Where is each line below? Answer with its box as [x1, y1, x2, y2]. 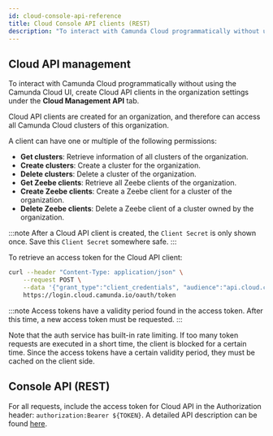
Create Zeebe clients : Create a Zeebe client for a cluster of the [19, 186, 232, 196]
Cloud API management [8, 57, 132, 71]
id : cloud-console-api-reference [8, 11, 122, 20]
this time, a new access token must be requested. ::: [8, 314, 183, 324]
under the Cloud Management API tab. [8, 96, 140, 106]
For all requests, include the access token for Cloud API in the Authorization [8, 401, 262, 411]
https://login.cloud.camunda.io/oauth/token [23, 290, 176, 299]
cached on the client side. [8, 355, 95, 366]
